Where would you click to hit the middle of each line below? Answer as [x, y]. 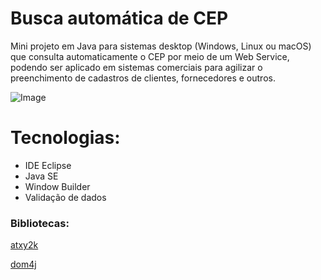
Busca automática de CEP [119, 18]
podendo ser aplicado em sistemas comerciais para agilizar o [136, 67]
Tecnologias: [65, 138]
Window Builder [57, 186]
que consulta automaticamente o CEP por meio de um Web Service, [150, 56]
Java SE [41, 176]
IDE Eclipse [48, 165]
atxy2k [24, 245]
